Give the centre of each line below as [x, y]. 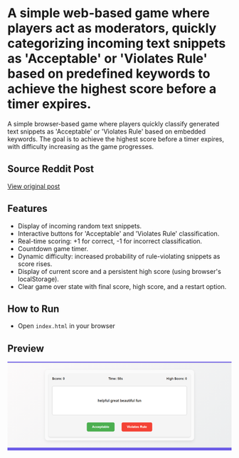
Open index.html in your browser [67, 326]
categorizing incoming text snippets [117, 44]
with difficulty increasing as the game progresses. [81, 146]
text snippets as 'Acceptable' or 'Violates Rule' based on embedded [107, 131]
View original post [34, 186]
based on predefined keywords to [109, 74]
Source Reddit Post [51, 169]
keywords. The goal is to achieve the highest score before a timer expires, [116, 139]
